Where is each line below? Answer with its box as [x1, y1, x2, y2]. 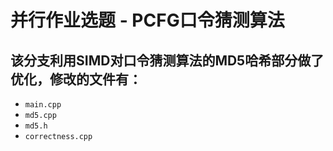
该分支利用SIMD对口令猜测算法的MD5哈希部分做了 [10, 52, 325, 69]
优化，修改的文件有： [10, 71, 142, 88]
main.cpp [24, 100, 62, 110]
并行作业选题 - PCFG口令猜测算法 [10, 9, 285, 32]
